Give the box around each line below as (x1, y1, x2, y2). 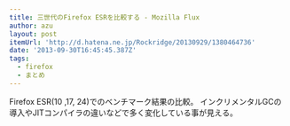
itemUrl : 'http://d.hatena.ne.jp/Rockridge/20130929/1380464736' (9, 37, 255, 47)
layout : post (9, 29, 58, 38)
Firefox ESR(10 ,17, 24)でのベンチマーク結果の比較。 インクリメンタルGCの (9, 96, 282, 106)
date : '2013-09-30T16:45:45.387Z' (9, 46, 137, 55)
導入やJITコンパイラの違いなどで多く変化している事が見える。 (9, 107, 238, 118)
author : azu (9, 21, 53, 30)
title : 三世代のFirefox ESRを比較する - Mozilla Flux (9, 12, 200, 22)
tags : (9, 54, 29, 63)
